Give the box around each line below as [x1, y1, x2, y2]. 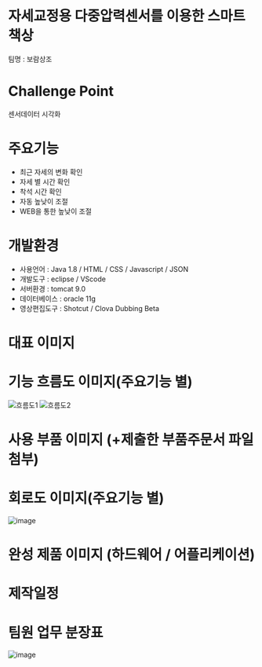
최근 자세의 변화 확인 [19, 167, 83, 177]
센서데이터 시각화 [8, 109, 61, 119]
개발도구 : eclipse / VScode [19, 274, 106, 284]
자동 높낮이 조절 [19, 196, 68, 206]
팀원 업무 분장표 [8, 624, 104, 641]
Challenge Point [8, 82, 115, 101]
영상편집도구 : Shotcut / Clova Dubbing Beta [19, 303, 159, 313]
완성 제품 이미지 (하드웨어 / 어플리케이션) [8, 546, 256, 564]
